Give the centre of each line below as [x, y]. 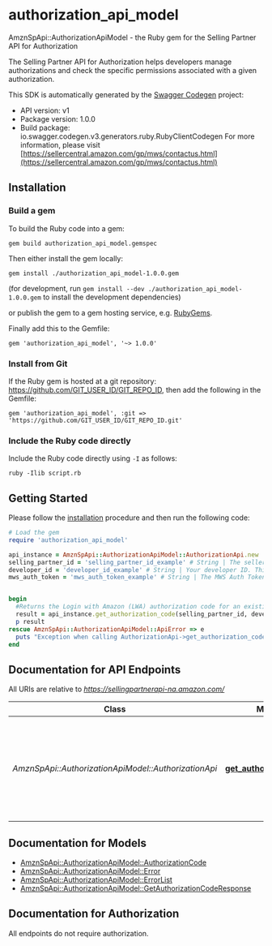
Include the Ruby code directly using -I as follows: [93, 458]
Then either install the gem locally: [66, 258]
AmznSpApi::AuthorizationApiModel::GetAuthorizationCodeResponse [136, 888]
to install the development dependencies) [112, 297]
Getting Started [48, 498]
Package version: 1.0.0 [57, 118]
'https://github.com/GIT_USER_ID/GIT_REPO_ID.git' [96, 420]
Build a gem [32, 211]
